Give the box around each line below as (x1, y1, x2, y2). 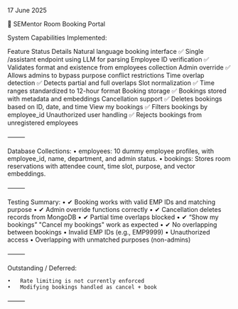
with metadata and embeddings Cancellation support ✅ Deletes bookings (7, 95, 222, 103)
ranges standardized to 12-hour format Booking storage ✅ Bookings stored (7, 86, 227, 95)
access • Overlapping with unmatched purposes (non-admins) (7, 235, 191, 244)
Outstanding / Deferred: (7, 264, 77, 272)
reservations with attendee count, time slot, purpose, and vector (7, 162, 195, 170)
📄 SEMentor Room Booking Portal (7, 20, 105, 28)
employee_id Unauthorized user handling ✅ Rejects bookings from (7, 111, 202, 119)
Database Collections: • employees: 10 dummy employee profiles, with (7, 147, 215, 155)
